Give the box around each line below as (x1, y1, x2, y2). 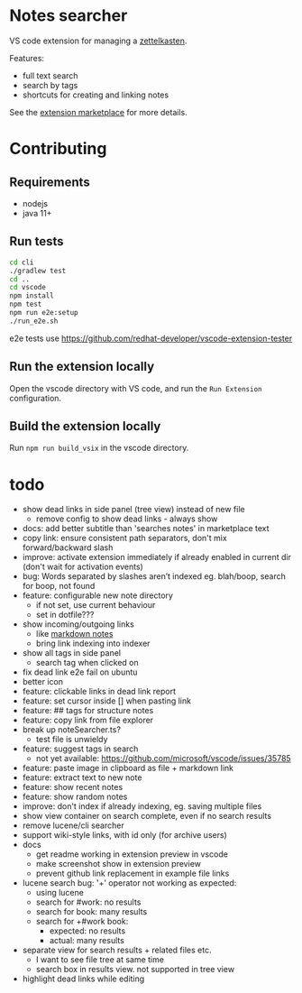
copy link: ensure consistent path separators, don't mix (22, 533, 227, 544)
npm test (9, 299, 42, 309)
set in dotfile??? (35, 610, 95, 621)
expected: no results (49, 925, 126, 936)
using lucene (35, 887, 84, 898)
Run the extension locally (9, 359, 155, 374)
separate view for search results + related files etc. (22, 944, 212, 956)
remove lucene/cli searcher (22, 820, 124, 831)
